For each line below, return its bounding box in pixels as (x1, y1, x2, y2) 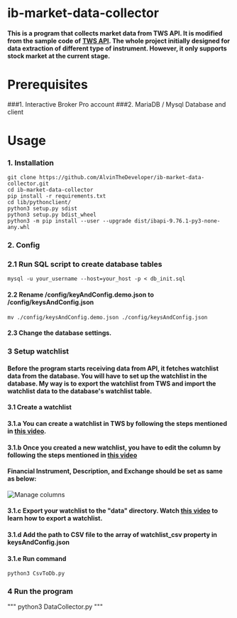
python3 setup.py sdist (7, 205, 78, 213)
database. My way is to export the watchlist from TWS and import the (7, 379, 216, 388)
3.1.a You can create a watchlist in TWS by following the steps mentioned (7, 419, 227, 427)
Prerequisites (7, 76, 89, 92)
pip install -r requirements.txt (7, 193, 106, 200)
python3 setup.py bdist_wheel (7, 211, 97, 218)
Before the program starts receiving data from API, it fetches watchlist (7, 364, 219, 373)
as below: (7, 474, 37, 483)
